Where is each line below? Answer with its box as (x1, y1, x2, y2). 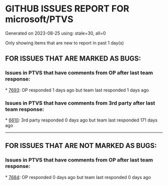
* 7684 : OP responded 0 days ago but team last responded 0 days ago (5, 174, 151, 180)
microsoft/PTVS (5, 13, 73, 25)
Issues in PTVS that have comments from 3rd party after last (5, 99, 155, 106)
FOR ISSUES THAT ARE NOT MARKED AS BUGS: (5, 141, 157, 150)
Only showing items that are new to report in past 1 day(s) (5, 39, 124, 45)
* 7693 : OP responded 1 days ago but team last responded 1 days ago (5, 87, 149, 93)
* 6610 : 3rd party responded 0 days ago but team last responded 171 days (5, 117, 157, 123)
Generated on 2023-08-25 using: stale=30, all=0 (5, 30, 106, 36)
